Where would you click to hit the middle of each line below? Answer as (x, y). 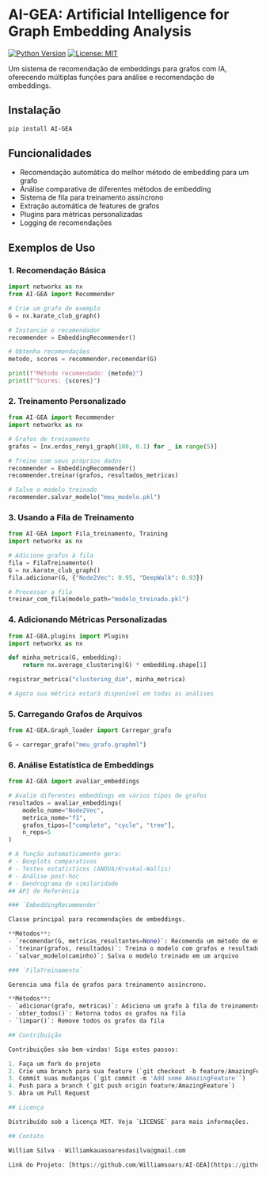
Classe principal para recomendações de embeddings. (97, 920)
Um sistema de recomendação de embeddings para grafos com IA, (118, 68)
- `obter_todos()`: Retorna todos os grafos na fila (97, 1014)
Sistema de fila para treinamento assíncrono (91, 198)
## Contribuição (35, 1035)
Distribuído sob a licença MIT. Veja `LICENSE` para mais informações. (129, 1122)
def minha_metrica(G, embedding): (65, 658)
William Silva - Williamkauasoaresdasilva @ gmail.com (97, 1150)
